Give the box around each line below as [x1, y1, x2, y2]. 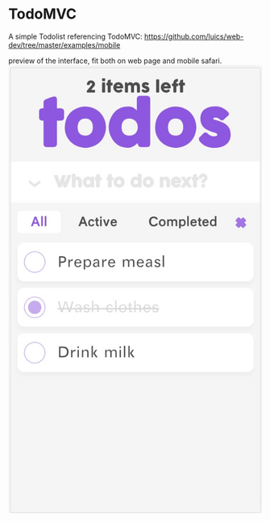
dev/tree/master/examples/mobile [8, 40, 121, 49]
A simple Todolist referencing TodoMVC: [8, 32, 143, 41]
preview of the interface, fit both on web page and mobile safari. [8, 56, 222, 65]
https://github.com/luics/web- [143, 32, 244, 41]
